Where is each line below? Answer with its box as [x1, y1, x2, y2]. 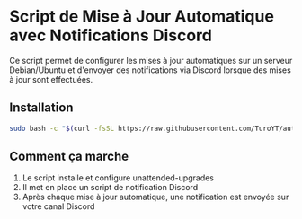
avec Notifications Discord [9, 25, 213, 46]
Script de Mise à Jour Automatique [9, 6, 274, 27]
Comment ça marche [9, 149, 129, 164]
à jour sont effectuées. [9, 74, 93, 84]
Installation [9, 101, 74, 116]
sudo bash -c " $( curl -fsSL [9, 124, 115, 133]
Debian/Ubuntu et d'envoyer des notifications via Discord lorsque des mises [9, 65, 292, 75]
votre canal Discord [22, 201, 95, 212]
